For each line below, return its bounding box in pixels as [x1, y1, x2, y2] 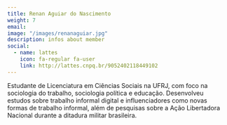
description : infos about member [7, 36, 105, 43]
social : [7, 43, 30, 50]
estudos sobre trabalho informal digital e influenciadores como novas [7, 96, 208, 105]
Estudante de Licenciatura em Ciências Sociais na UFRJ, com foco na [7, 81, 208, 89]
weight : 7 [7, 17, 36, 24]
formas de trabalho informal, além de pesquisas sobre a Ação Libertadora [7, 103, 221, 112]
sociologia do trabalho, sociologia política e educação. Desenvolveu [7, 89, 204, 97]
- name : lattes [13, 50, 58, 57]
